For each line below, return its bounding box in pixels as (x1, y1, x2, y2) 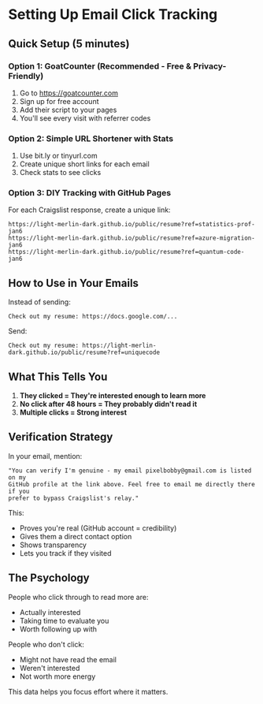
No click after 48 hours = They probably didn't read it (19, 400, 198, 409)
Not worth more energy (19, 672, 96, 681)
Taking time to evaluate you (19, 616, 109, 625)
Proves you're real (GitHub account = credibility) (19, 523, 177, 533)
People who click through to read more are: (8, 592, 149, 602)
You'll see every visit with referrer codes (19, 113, 151, 123)
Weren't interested (19, 663, 80, 672)
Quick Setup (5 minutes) (8, 37, 130, 50)
